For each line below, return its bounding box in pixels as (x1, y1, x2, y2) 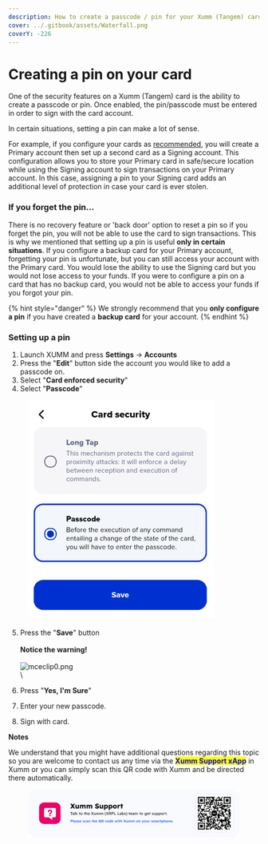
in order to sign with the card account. (8, 109, 134, 118)
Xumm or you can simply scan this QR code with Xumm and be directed (8, 764, 245, 774)
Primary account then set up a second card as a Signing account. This (8, 148, 239, 157)
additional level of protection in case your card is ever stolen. (8, 182, 209, 192)
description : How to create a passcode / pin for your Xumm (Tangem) (8, 13, 245, 21)
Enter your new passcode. (19, 701, 106, 711)
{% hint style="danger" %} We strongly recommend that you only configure (8, 303, 259, 313)
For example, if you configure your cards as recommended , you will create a (8, 140, 259, 149)
